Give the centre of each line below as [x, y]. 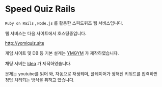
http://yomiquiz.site [25, 43]
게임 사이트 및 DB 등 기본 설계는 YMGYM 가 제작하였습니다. [62, 53]
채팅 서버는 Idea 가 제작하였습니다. [38, 63]
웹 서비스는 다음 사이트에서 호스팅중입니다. [46, 33]
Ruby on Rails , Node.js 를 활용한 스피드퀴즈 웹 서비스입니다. [64, 23]
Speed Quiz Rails [40, 9]
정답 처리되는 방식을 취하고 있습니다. [40, 80]
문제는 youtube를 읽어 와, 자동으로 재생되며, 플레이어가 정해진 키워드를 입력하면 [81, 73]
